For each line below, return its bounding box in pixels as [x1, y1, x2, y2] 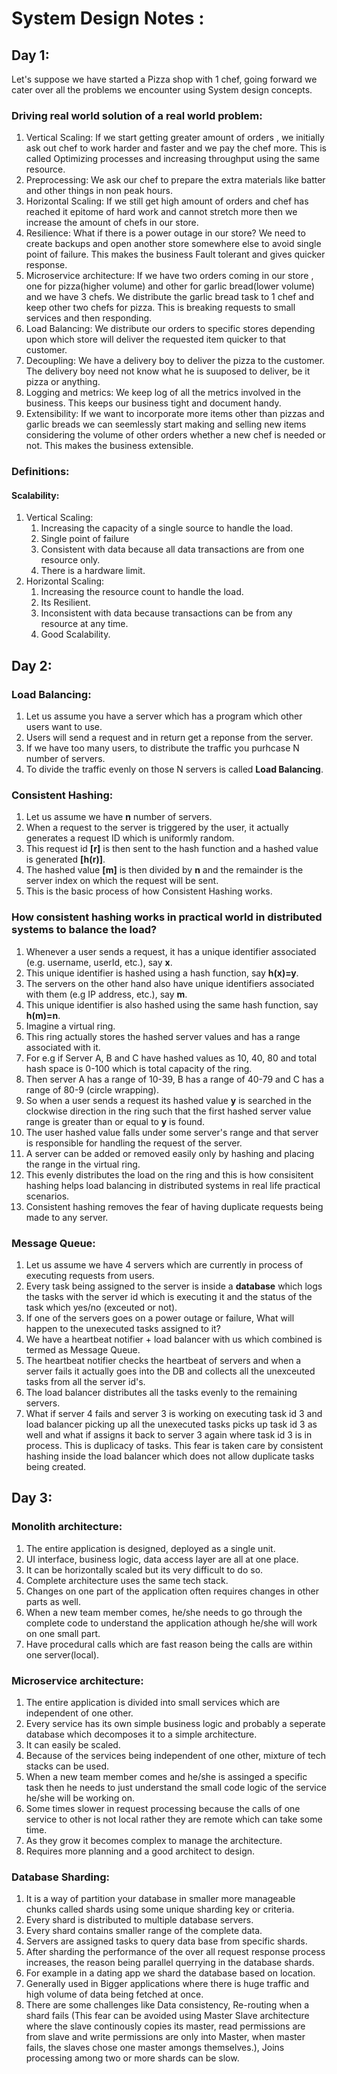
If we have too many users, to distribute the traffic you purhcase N [25, 742, 300, 754]
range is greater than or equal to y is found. [25, 1115, 206, 1127]
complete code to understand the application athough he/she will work [25, 1617, 318, 1629]
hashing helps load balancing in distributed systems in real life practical [25, 1179, 321, 1191]
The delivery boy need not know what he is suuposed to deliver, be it [25, 365, 311, 377]
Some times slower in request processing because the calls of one [25, 1802, 301, 1814]
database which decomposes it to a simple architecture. [25, 1728, 258, 1740]
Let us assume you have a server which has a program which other [25, 710, 303, 722]
